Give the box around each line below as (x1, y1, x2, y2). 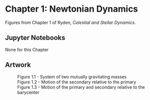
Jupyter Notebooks (5, 34, 65, 42)
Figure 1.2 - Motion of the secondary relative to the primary (17, 79, 136, 85)
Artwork (5, 61, 31, 69)
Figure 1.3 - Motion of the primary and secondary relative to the (17, 84, 145, 90)
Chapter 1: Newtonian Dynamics (5, 3, 138, 15)
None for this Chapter (5, 46, 49, 52)
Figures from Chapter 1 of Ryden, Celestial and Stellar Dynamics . (5, 20, 136, 25)
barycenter (17, 89, 40, 95)
